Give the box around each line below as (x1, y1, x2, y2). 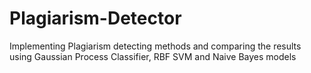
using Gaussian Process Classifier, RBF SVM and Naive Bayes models (9, 50, 297, 62)
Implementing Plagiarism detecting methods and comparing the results (9, 40, 302, 52)
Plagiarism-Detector (9, 7, 182, 30)
